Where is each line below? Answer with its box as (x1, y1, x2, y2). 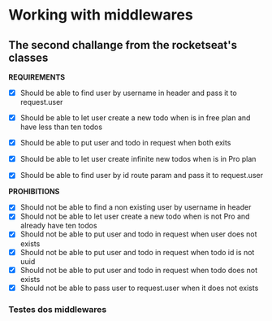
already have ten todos (19, 221, 97, 231)
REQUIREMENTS (8, 72, 66, 82)
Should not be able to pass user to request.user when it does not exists (19, 283, 259, 293)
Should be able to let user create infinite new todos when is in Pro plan (19, 154, 257, 164)
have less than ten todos (19, 122, 103, 132)
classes (8, 50, 49, 64)
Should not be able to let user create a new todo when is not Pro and (19, 211, 250, 221)
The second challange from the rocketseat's (8, 38, 238, 52)
